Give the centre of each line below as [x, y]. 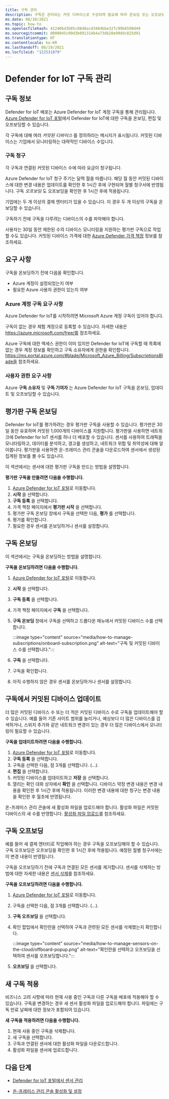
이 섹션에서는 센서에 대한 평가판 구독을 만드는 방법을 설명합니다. [68, 467]
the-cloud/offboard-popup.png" [46, 950]
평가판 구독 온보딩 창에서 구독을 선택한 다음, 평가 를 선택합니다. [74, 513]
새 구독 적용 [22, 984]
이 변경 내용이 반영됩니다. [30, 857]
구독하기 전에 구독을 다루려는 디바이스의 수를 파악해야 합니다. [65, 219]
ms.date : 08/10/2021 [27, 19]
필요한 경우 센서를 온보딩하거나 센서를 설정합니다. [61, 526]
